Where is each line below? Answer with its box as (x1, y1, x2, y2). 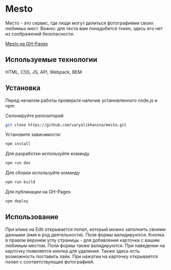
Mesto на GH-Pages (5, 40, 48, 46)
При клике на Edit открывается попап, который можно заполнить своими (5, 226, 166, 232)
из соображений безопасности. (5, 31, 75, 37)
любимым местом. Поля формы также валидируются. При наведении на (5, 242, 165, 249)
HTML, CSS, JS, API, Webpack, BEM (5, 69, 82, 75)
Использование (5, 212, 59, 222)
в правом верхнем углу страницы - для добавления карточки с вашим (5, 237, 160, 243)
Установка (5, 84, 41, 92)
